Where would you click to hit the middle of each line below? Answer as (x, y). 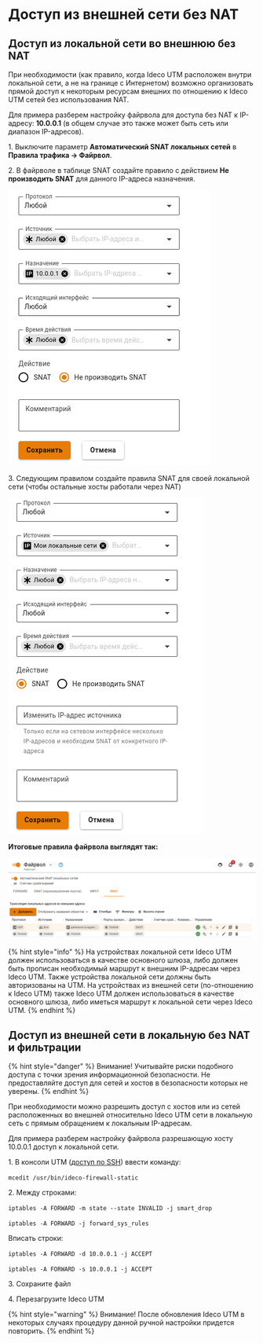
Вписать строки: (36, 1238)
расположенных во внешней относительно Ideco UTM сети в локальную (130, 1115)
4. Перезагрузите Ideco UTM (56, 1299)
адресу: (21, 123)
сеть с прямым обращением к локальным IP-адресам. (100, 1123)
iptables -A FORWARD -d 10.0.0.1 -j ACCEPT (80, 1254)
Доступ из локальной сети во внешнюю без (122, 44)
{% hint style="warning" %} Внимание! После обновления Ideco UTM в (126, 1315)
